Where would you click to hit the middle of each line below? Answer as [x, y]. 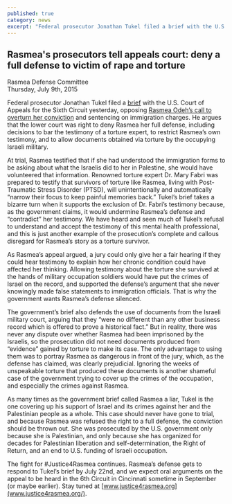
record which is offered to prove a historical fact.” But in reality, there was [112, 327]
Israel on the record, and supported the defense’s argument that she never [114, 284]
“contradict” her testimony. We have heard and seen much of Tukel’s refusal [116, 219]
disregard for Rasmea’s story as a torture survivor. [79, 241]
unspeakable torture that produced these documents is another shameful [111, 371]
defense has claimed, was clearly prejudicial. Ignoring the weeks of [103, 363]
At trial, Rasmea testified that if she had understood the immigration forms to [116, 161]
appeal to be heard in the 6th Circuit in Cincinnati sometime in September [112, 479]
